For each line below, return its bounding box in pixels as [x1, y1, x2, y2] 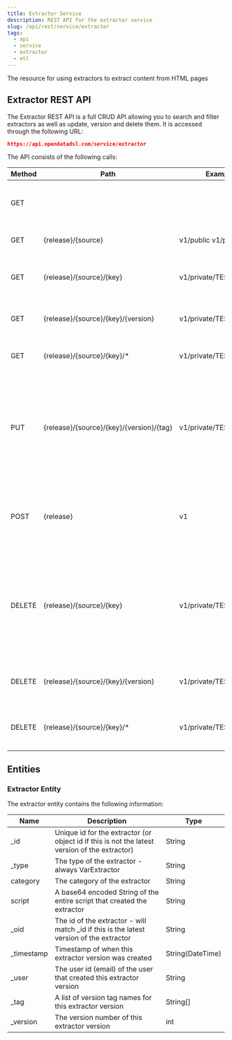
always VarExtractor [55, 865, 120, 875]
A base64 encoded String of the [55, 887, 159, 897]
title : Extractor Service [7, 10, 81, 17]
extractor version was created [55, 953, 152, 963]
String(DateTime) [165, 949, 222, 958]
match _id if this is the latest [55, 925, 145, 934]
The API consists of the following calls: [7, 153, 117, 161]
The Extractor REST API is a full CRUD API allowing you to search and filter [7, 112, 220, 121]
